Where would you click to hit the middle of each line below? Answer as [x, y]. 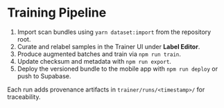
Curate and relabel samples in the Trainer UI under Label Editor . [109, 46]
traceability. [24, 97]
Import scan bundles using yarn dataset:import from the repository [114, 32]
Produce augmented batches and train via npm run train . [99, 54]
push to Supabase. [44, 76]
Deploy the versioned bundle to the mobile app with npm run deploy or [118, 69]
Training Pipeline [57, 13]
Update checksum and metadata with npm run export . [94, 61]
